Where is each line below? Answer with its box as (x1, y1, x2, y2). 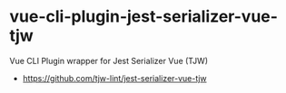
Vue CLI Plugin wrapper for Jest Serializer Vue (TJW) (9, 55, 209, 66)
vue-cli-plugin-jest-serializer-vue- (9, 6, 279, 27)
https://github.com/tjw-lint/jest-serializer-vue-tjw (22, 72, 207, 83)
